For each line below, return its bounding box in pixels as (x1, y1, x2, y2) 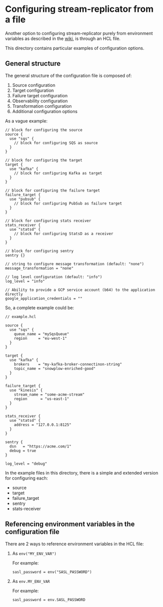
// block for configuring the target (5, 158, 83, 162)
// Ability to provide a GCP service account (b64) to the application (5, 287, 155, 292)
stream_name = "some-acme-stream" (14, 392, 85, 397)
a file (5, 14, 26, 25)
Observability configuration (12, 98, 68, 104)
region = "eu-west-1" (14, 336, 67, 341)
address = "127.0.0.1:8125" (14, 422, 71, 427)
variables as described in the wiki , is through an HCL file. (5, 36, 121, 41)
